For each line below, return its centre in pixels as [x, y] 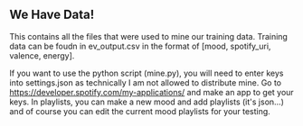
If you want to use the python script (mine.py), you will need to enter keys [147, 73]
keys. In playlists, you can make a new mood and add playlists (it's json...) [147, 102]
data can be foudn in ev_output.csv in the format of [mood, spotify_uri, [140, 46]
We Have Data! [52, 15]
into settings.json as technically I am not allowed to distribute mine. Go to [146, 82]
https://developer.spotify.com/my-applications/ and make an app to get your [151, 92]
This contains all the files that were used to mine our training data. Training [148, 36]
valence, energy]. [42, 55]
